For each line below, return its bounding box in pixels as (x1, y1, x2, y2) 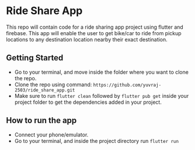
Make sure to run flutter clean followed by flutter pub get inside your (14, 92, 189, 99)
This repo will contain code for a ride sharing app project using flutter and (6, 23, 184, 30)
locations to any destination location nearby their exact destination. (6, 36, 168, 43)
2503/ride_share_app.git (14, 87, 75, 93)
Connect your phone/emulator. (14, 131, 89, 138)
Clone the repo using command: (14, 81, 92, 88)
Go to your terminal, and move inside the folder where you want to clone (14, 69, 189, 76)
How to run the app (6, 115, 77, 125)
